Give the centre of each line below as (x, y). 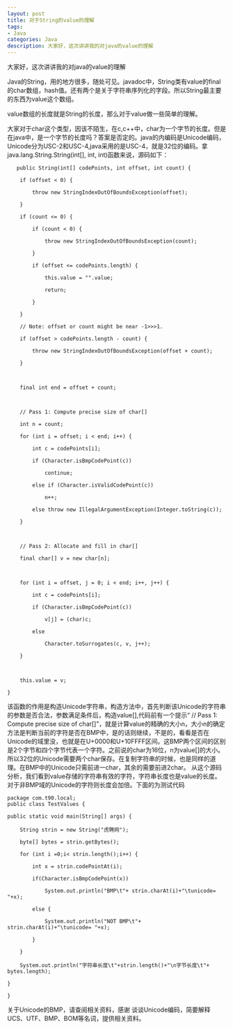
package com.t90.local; (42, 798)
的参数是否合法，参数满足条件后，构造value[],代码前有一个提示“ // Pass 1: (112, 715)
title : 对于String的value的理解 (51, 20)
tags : (15, 26)
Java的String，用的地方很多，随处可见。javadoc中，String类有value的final (114, 82)
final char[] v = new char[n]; (65, 558)
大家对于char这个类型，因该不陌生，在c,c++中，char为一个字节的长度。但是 (117, 129)
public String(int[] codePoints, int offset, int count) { (104, 168)
